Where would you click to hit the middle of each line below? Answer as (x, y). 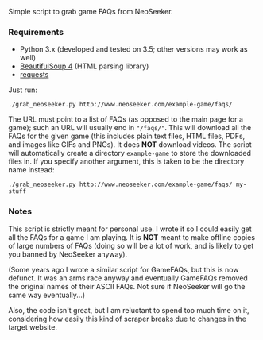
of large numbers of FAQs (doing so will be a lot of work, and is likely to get (131, 245)
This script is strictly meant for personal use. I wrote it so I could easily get (130, 229)
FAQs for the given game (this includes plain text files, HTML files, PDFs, (127, 136)
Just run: (23, 90)
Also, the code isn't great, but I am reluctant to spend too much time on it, (129, 310)
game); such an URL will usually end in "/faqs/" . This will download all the (130, 128)
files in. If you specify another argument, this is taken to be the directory (126, 161)
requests (34, 75)
